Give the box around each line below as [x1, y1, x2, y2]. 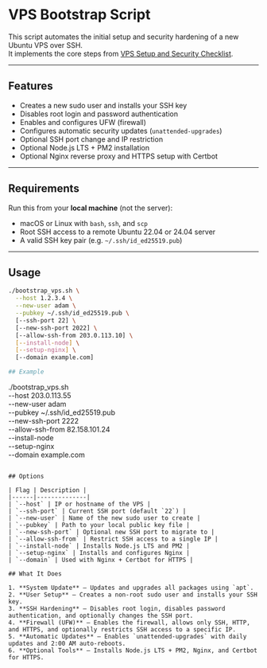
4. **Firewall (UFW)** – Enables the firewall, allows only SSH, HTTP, [8, 619, 250, 627]
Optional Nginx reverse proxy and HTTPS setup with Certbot [19, 151, 219, 161]
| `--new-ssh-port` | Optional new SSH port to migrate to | [8, 528, 215, 536]
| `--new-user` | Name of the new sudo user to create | [8, 514, 201, 522]
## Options [8, 472, 44, 480]
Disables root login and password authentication [19, 109, 179, 119]
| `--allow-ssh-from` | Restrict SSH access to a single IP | [8, 535, 219, 543]
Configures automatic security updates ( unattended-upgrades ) [19, 126, 222, 135]
